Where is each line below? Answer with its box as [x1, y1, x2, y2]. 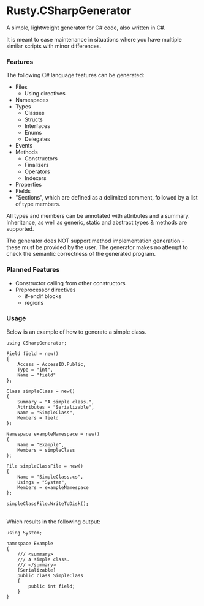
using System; [6, 529, 43, 536]
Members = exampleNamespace [17, 484, 89, 490]
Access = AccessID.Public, [17, 361, 86, 367]
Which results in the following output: [6, 518, 100, 525]
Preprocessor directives [15, 286, 76, 293]
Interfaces [24, 122, 51, 130]
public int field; [28, 583, 75, 589]
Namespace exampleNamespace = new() [6, 431, 100, 437]
